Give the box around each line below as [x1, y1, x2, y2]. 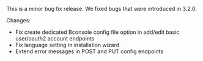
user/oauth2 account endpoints [15, 35, 95, 42]
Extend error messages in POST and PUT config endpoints [15, 48, 164, 55]
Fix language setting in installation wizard [15, 42, 120, 48]
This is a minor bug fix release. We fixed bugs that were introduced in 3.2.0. [6, 5, 197, 12]
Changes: [6, 17, 31, 24]
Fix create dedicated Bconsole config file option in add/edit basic [15, 28, 180, 36]
